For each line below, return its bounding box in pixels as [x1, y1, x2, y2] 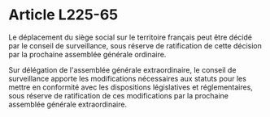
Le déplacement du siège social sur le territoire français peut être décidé [8, 32, 252, 42]
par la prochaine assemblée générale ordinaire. [8, 49, 167, 59]
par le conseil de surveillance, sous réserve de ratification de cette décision [8, 40, 262, 50]
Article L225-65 [8, 6, 119, 24]
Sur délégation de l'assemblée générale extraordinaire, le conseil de [8, 65, 237, 74]
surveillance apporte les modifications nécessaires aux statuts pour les [8, 73, 246, 83]
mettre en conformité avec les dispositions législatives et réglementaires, [8, 82, 254, 92]
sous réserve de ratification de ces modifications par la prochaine [8, 90, 229, 100]
